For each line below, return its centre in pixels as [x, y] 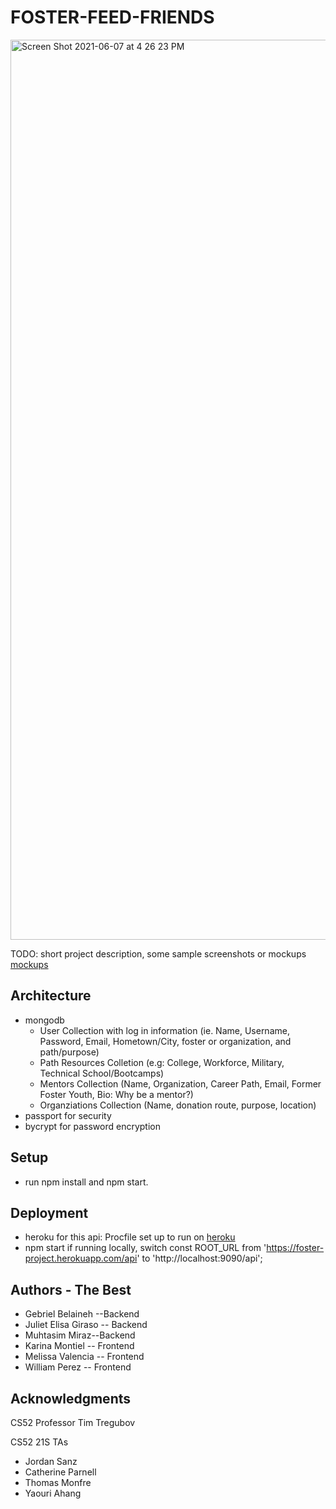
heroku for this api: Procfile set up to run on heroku [130, 1237]
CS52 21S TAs [39, 1442]
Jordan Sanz [51, 1461]
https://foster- [295, 1248]
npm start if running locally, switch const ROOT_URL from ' [145, 1248]
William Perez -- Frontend [78, 1367]
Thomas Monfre [58, 1482]
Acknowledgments [71, 1398]
